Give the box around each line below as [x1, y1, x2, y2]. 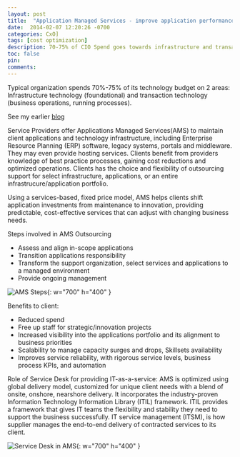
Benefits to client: [7, 301, 59, 310]
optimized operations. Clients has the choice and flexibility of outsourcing [7, 164, 224, 172]
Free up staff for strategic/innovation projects [17, 323, 152, 331]
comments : [7, 64, 37, 71]
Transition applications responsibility [17, 251, 126, 259]
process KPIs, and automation [17, 361, 106, 369]
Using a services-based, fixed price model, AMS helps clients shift [7, 193, 204, 201]
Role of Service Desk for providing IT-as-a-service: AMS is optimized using [7, 374, 229, 383]
